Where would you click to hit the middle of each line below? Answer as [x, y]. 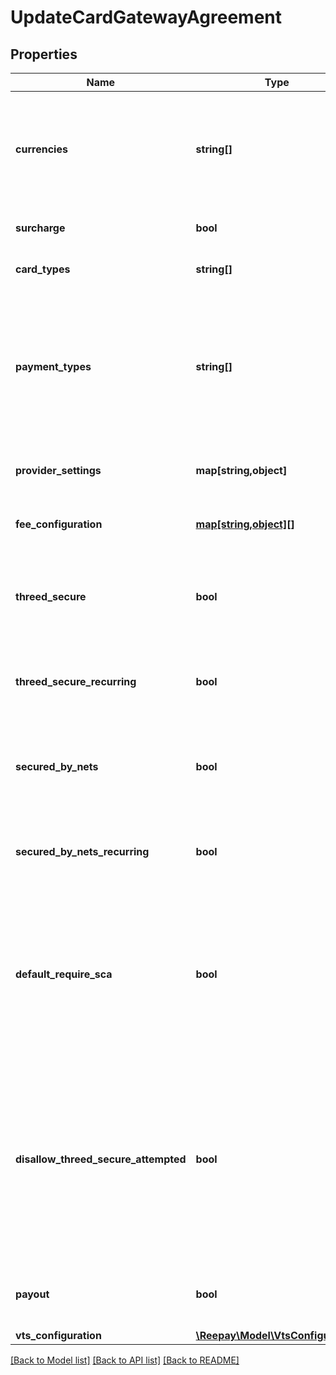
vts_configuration [58, 1335]
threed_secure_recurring [76, 681]
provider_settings [58, 470]
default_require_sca [64, 974]
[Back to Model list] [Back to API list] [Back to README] [125, 1360]
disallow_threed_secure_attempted [101, 1159]
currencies [41, 149]
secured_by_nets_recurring [82, 851]
